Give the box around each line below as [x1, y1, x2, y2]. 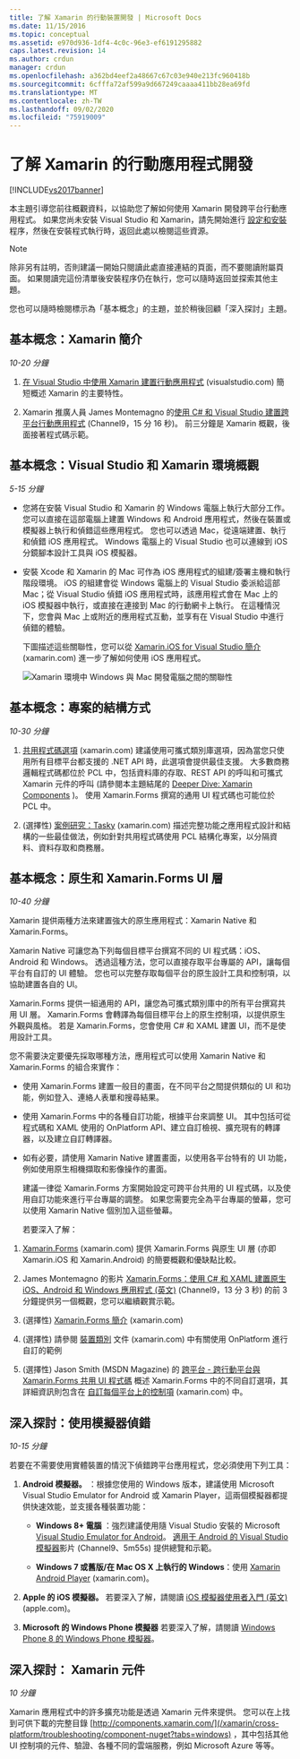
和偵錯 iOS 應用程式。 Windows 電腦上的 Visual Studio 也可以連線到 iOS [21, 536, 288, 546]
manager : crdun [9, 64, 66, 73]
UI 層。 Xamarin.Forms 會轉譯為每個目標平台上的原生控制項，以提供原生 [19, 1009, 287, 1020]
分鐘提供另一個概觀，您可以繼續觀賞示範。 [21, 1296, 180, 1307]
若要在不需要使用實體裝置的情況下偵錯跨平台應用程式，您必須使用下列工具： [9, 1460, 292, 1471]
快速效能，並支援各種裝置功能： [30, 1501, 149, 1512]
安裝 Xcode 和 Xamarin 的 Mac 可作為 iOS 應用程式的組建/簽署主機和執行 [21, 566, 291, 577]
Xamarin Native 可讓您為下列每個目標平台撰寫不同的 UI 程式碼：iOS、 [9, 946, 266, 957]
